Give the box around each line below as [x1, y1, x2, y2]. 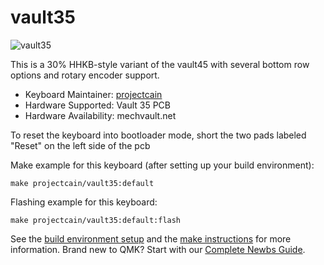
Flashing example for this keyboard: [10, 196, 158, 208]
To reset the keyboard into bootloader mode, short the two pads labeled [10, 129, 307, 141]
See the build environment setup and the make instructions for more [10, 232, 292, 245]
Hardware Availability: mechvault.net [24, 109, 177, 121]
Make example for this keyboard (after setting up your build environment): [10, 159, 315, 171]
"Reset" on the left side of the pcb [10, 139, 151, 151]
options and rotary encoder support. [10, 69, 160, 81]
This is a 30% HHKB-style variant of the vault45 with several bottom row [10, 58, 310, 70]
